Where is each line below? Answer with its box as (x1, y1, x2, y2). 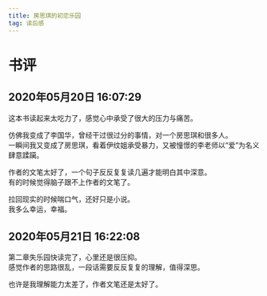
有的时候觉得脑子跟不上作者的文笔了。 (8, 177, 134, 186)
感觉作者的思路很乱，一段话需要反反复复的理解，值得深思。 (8, 262, 205, 272)
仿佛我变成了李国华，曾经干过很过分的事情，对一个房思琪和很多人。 (8, 130, 233, 140)
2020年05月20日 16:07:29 (8, 90, 142, 104)
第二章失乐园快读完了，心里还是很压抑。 (8, 253, 141, 262)
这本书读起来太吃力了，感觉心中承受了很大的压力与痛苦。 (8, 113, 197, 122)
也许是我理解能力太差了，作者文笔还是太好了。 (8, 279, 162, 289)
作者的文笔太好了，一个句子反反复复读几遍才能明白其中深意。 (8, 167, 212, 177)
